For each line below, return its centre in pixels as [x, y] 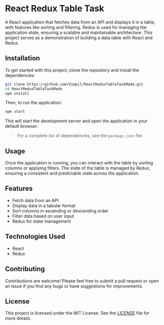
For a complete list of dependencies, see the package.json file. [80, 136]
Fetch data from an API [35, 200]
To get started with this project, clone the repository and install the [72, 70]
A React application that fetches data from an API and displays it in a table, [80, 22]
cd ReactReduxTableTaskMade [34, 89]
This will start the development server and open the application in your [76, 121]
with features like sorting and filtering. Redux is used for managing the [76, 27]
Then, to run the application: [34, 103]
